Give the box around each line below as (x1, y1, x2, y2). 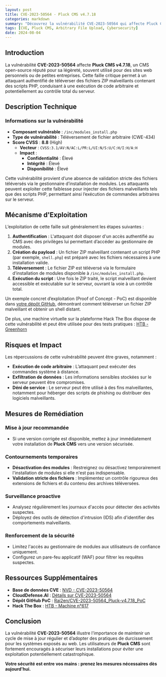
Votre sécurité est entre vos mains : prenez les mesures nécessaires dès (5, 661, 157, 667)
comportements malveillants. (12, 520, 72, 526)
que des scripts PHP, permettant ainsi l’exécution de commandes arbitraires (5, 191, 160, 197)
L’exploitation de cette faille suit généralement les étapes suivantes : (5, 224, 144, 230)
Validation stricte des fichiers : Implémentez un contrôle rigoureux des (12, 475, 158, 481)
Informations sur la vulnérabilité (5, 118, 84, 124)
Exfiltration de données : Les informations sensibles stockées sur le (12, 374, 152, 380)
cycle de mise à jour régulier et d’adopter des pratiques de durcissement (5, 635, 153, 641)
